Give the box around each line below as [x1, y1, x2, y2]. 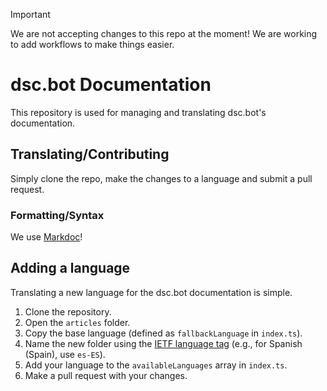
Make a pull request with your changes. [24, 369, 188, 381]
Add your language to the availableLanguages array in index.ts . [24, 359, 288, 371]
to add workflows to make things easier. [10, 39, 175, 50]
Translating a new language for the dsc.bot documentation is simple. [10, 286, 293, 298]
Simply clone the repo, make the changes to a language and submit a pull [10, 172, 313, 184]
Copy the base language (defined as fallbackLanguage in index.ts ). [24, 327, 303, 339]
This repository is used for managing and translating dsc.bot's [10, 106, 267, 118]
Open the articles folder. [24, 316, 131, 328]
